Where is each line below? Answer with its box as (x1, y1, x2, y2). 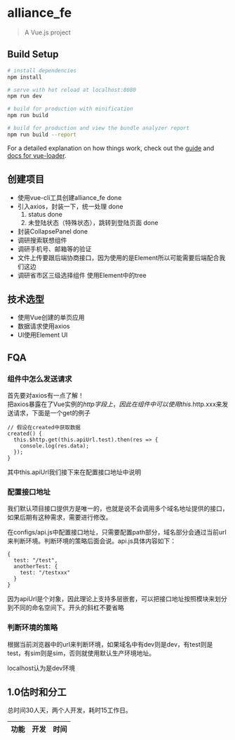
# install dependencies (7, 67, 77, 74)
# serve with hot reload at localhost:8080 (7, 86, 137, 93)
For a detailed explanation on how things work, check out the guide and (7, 144, 215, 152)
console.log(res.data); (20, 443, 90, 450)
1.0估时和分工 (7, 686, 67, 699)
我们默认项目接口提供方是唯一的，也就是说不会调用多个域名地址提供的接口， (7, 504, 229, 513)
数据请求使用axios (17, 322, 70, 330)
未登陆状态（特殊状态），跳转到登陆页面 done (27, 218, 159, 227)
